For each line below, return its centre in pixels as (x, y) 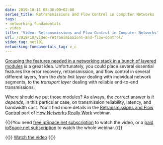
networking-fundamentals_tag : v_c (41, 47)
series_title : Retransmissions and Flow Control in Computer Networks (80, 14)
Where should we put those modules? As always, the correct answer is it (80, 97)
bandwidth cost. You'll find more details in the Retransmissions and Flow (80, 107)
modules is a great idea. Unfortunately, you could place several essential (80, 66)
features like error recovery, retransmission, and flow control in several (78, 71)
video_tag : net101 (24, 42)
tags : (11, 19)
